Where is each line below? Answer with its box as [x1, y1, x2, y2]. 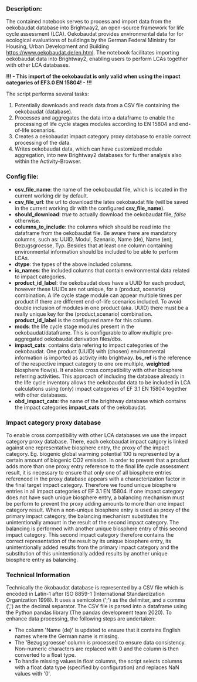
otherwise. [14, 217, 41, 224]
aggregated [14, 335, 43, 342]
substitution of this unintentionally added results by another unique [6, 550, 168, 557]
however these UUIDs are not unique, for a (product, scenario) [14, 285, 166, 292]
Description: [6, 5, 42, 13]
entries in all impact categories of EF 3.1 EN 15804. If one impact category [6, 487, 185, 495]
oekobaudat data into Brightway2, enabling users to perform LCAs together [6, 55, 188, 63]
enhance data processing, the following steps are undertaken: [6, 615, 156, 622]
